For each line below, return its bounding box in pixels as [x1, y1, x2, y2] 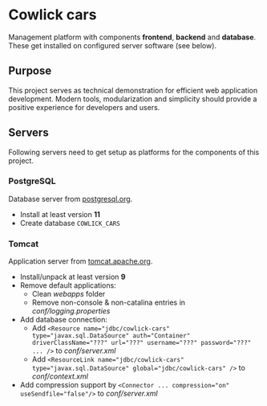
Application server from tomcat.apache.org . [8, 256, 153, 266]
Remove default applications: [19, 281, 116, 290]
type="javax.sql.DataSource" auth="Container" [31, 332, 191, 340]
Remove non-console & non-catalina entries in [31, 297, 186, 307]
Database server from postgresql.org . [8, 194, 133, 203]
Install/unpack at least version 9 [19, 272, 126, 282]
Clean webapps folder [31, 289, 106, 299]
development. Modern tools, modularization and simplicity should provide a [8, 94, 257, 104]
